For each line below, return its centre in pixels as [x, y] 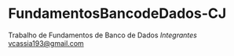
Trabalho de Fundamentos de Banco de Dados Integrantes [103, 35]
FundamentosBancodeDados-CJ [117, 14]
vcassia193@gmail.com [46, 43]
